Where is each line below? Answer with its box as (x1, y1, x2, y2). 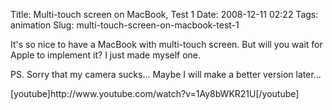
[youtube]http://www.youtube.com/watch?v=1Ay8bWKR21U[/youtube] (10, 88, 300, 99)
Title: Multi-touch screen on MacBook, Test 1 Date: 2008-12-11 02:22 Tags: (10, 9, 319, 20)
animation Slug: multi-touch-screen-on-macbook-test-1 (10, 19, 240, 31)
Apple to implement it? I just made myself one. (10, 49, 202, 61)
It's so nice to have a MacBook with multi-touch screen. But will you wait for (10, 39, 323, 50)
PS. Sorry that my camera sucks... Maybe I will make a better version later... (10, 69, 322, 80)
